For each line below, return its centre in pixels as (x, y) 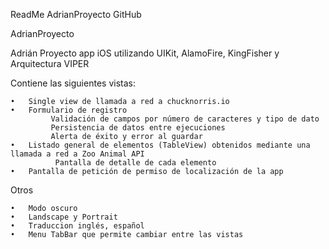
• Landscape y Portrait (64, 217)
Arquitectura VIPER (50, 63)
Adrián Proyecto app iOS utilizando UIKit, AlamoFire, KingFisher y (145, 53)
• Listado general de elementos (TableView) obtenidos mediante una (160, 145)
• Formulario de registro (69, 110)
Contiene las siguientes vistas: (73, 83)
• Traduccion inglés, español (77, 226)
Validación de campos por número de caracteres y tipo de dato (185, 119)
